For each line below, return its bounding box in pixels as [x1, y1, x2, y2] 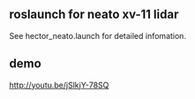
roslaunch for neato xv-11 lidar [9, 7, 179, 22]
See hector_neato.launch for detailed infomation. [9, 30, 187, 41]
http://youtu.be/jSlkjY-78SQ [9, 80, 109, 90]
